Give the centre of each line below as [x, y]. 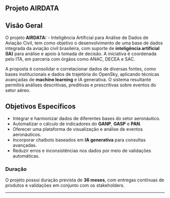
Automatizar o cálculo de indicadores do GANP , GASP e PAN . [77, 124]
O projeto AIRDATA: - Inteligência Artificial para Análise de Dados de [77, 38]
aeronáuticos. [27, 135]
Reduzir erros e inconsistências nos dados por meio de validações [82, 151]
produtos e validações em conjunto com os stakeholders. [65, 185]
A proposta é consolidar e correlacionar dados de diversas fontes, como [81, 69]
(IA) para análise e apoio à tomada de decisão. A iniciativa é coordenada [81, 54]
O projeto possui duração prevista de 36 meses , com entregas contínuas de [85, 180]
